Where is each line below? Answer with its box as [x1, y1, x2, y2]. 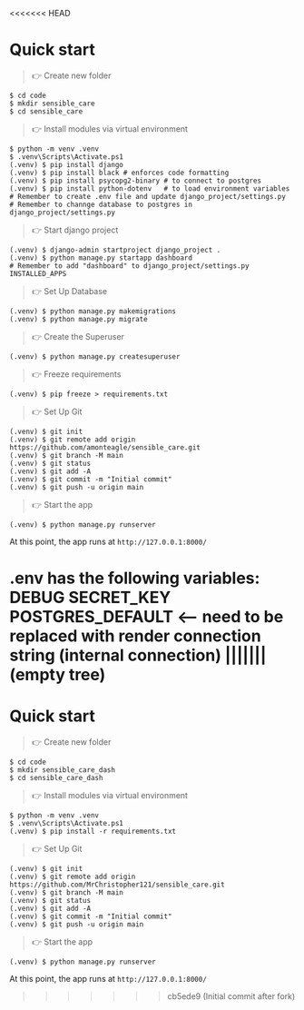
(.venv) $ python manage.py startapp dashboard [9, 253, 193, 262]
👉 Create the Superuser [31, 331, 125, 342]
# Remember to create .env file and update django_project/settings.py [9, 192, 286, 201]
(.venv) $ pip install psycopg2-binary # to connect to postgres [9, 176, 261, 185]
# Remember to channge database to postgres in [9, 200, 193, 209]
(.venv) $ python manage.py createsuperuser [9, 352, 181, 361]
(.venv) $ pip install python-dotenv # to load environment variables [9, 183, 290, 193]
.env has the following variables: [9, 568, 260, 589]
